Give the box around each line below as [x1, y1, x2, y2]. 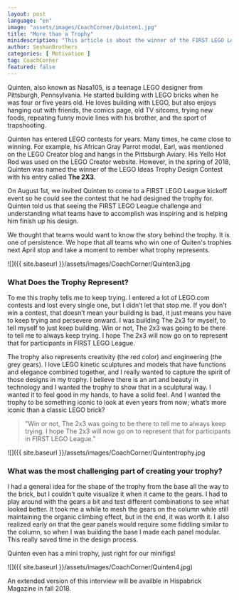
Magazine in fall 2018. [7, 584, 72, 593]
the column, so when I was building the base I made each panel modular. [7, 528, 221, 537]
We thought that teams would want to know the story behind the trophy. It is [7, 230, 230, 239]
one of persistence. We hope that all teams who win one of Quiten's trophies [7, 238, 232, 247]
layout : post [7, 10, 46, 18]
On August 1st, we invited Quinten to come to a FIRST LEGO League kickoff [7, 186, 228, 195]
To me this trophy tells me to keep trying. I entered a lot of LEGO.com [7, 293, 210, 301]
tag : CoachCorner [7, 57, 59, 64]
